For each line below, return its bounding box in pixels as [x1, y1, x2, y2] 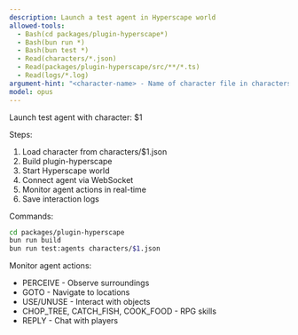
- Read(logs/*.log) [17, 71, 90, 80]
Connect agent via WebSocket [21, 174, 134, 185]
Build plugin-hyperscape [21, 156, 113, 166]
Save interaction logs [21, 193, 99, 204]
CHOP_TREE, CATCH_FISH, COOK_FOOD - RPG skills [21, 306, 217, 316]
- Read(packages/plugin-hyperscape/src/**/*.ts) [17, 63, 200, 72]
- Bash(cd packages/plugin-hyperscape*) [17, 29, 169, 38]
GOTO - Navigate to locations [21, 287, 130, 298]
